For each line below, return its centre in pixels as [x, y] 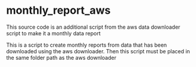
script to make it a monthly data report [53, 33]
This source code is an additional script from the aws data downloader [94, 27]
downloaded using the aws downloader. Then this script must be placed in [98, 51]
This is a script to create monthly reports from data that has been [87, 45]
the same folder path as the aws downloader [61, 57]
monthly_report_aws [58, 10]
